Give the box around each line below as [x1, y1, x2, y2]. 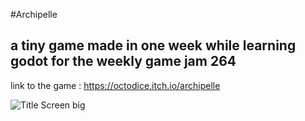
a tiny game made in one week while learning [10, 37, 297, 54]
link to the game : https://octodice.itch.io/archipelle [10, 79, 221, 91]
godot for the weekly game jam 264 [10, 53, 237, 70]
